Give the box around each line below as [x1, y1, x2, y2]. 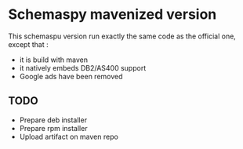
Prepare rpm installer [19, 123, 88, 133]
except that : [8, 39, 49, 49]
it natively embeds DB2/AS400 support [19, 63, 147, 72]
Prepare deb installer [19, 115, 88, 125]
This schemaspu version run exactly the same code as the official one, [8, 31, 237, 41]
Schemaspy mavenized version [8, 5, 217, 24]
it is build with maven [19, 55, 89, 64]
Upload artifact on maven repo [19, 132, 119, 141]
